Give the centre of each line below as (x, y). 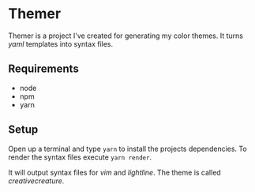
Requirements (43, 69)
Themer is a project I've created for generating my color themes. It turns (126, 36)
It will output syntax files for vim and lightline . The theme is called (114, 172)
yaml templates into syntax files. (61, 43)
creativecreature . (36, 181)
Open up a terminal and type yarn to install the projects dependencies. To (127, 149)
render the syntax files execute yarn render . (80, 157)
